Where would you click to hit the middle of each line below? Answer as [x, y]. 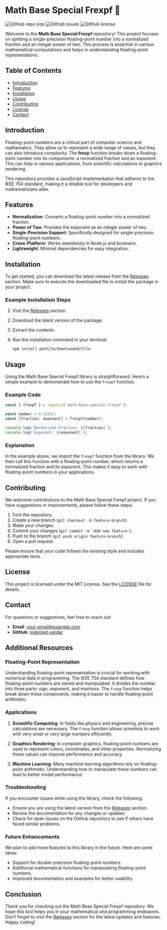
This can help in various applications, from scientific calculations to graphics [83, 163]
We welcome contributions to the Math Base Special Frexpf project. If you [81, 499]
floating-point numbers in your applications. [50, 472]
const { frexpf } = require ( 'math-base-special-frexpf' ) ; [66, 405]
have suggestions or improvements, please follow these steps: [69, 505]
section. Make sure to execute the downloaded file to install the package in [82, 282]
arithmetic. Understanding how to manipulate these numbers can [91, 769]
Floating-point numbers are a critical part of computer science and [73, 142]
